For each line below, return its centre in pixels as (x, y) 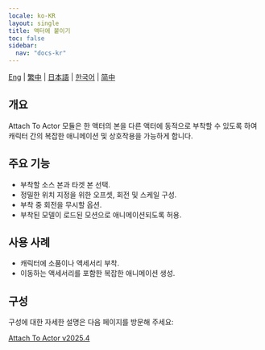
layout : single (34, 23)
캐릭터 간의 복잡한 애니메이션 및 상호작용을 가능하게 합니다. (101, 136)
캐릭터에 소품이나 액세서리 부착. (69, 263)
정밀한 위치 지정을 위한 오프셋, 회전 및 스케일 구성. (98, 195)
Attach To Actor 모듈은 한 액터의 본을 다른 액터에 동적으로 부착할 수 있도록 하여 (133, 126)
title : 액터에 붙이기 (39, 31)
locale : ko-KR (32, 16)
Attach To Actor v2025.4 (49, 338)
